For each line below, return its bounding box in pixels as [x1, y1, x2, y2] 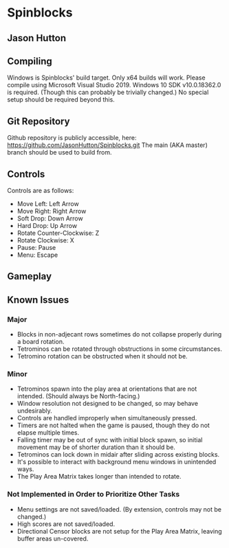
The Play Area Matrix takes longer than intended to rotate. [17, 472, 182, 481]
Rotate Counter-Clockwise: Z [17, 229, 100, 238]
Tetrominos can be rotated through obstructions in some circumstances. [17, 345, 222, 353]
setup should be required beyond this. [7, 95, 115, 104]
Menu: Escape [17, 251, 58, 259]
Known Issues [7, 294, 69, 306]
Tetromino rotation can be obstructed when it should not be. [17, 352, 188, 361]
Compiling [7, 55, 53, 67]
